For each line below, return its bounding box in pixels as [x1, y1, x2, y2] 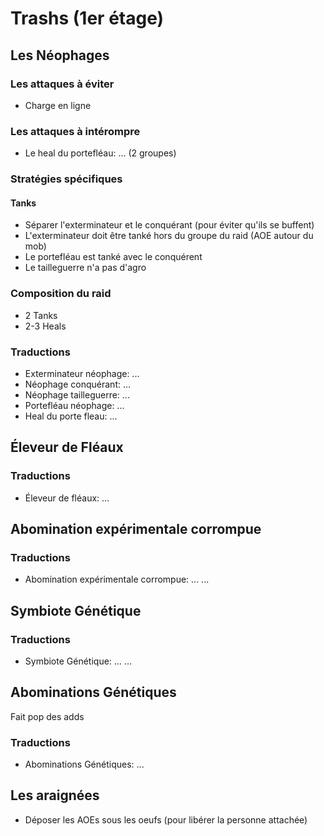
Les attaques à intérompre [10, 124, 141, 138]
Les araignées [10, 787, 100, 804]
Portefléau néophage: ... [24, 399, 125, 411]
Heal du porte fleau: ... [24, 410, 118, 422]
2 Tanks [24, 309, 58, 321]
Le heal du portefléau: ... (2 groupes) [24, 147, 177, 159]
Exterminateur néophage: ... [24, 367, 140, 379]
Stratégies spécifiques [10, 172, 123, 186]
